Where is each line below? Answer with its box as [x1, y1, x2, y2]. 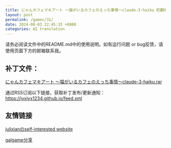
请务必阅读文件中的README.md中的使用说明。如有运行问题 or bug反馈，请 [5, 41, 163, 48]
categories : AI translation [5, 27, 65, 32]
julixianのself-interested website [5, 126, 73, 132]
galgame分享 [5, 137, 33, 143]
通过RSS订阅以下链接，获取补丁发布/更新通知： [5, 89, 106, 95]
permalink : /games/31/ [5, 17, 54, 22]
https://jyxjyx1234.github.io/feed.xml [5, 95, 83, 101]
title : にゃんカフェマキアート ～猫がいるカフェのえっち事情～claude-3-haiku [5, 7, 154, 13]
